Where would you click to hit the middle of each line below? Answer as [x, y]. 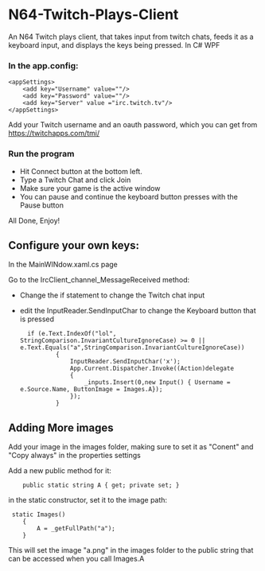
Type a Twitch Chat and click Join [75, 180]
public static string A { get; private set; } [101, 486]
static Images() [39, 515]
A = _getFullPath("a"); [76, 529]
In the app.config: [43, 65]
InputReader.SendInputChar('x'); [125, 362]
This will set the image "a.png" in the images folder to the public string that [131, 550]
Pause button [41, 205]
